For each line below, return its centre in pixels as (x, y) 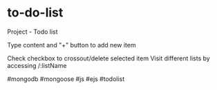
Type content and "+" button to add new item (72, 45)
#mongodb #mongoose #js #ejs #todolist (66, 79)
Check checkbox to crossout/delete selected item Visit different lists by (109, 58)
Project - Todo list (32, 32)
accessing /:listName (37, 65)
